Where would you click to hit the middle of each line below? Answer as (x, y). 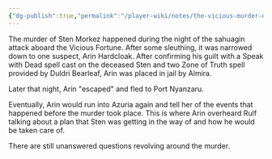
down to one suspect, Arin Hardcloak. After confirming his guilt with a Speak (136, 56)
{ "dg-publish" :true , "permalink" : (65, 16)
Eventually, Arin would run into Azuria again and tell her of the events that (131, 104)
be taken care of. (36, 130)
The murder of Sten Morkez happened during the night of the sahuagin (127, 39)
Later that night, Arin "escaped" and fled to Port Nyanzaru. (106, 89)
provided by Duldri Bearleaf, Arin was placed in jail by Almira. (110, 73)
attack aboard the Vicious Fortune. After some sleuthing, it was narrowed (130, 47)
